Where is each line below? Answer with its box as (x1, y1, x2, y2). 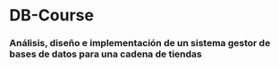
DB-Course (9, 5, 94, 26)
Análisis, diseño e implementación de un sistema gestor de (9, 37, 271, 50)
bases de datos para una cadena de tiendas (9, 48, 203, 60)
